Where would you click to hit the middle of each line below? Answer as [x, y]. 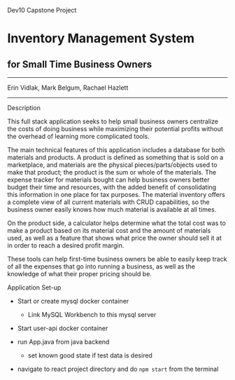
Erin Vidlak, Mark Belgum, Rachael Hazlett [68, 88]
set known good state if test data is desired [90, 355]
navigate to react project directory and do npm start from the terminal [118, 369]
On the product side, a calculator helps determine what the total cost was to [116, 223]
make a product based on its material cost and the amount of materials [109, 230]
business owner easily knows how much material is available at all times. [112, 209]
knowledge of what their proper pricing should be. [80, 274]
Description [24, 108]
